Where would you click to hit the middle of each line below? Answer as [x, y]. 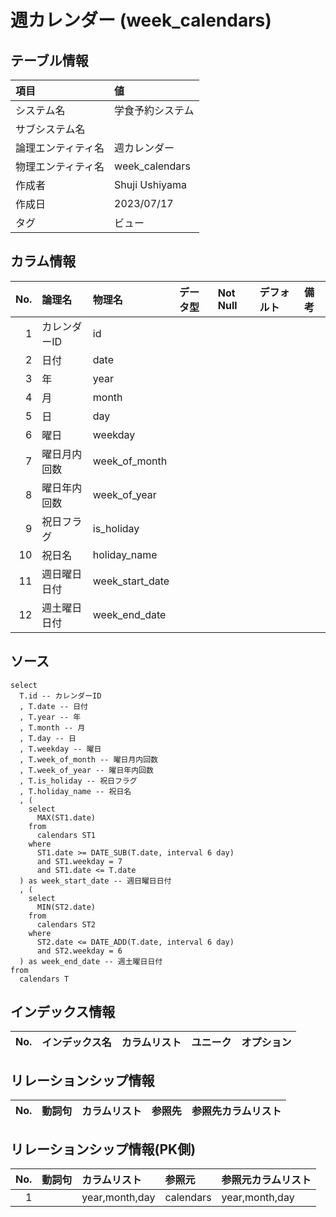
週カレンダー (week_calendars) [141, 20]
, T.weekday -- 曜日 [60, 749]
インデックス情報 [63, 1012]
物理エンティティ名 [60, 166]
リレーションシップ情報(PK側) [103, 1149]
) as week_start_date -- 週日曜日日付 [95, 881]
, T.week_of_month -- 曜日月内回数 [89, 759]
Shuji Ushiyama [150, 184]
